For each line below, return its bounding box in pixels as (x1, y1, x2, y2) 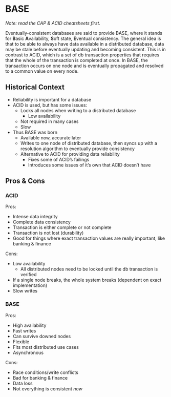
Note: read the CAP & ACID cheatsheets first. (5, 20, 101, 26)
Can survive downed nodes (12, 333, 71, 339)
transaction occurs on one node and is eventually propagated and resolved (5, 62, 164, 69)
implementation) (12, 282, 48, 288)
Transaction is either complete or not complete (12, 224, 112, 231)
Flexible (12, 339, 30, 345)
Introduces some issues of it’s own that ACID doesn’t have (28, 162, 151, 168)
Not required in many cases (20, 118, 79, 124)
